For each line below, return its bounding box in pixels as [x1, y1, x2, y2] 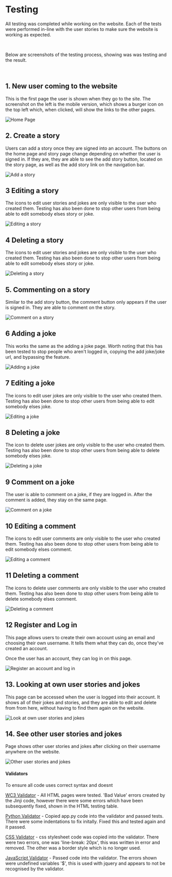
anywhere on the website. [5, 749, 60, 755]
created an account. [5, 645, 48, 652]
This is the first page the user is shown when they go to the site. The [5, 95, 151, 101]
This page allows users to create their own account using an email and [5, 634, 156, 640]
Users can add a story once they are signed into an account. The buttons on [5, 145, 167, 151]
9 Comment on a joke [5, 478, 75, 486]
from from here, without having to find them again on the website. [5, 705, 145, 711]
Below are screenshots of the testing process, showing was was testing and [5, 51, 167, 58]
